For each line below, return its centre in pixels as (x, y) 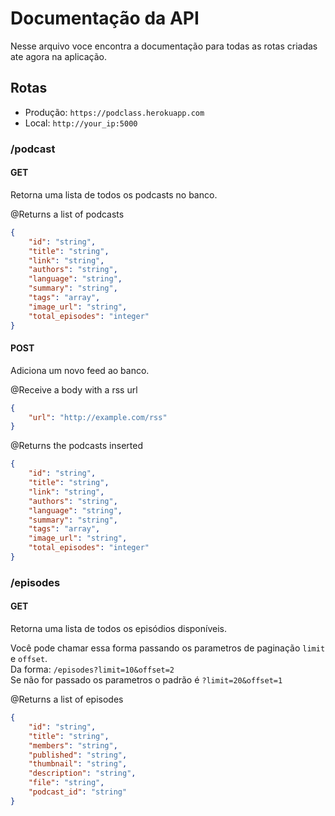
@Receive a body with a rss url (74, 389)
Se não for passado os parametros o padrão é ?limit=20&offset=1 (146, 680)
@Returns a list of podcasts (67, 214)
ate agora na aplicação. (59, 56)
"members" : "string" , (73, 745)
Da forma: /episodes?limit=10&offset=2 (92, 669)
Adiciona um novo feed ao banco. (80, 370)
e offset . (29, 659)
